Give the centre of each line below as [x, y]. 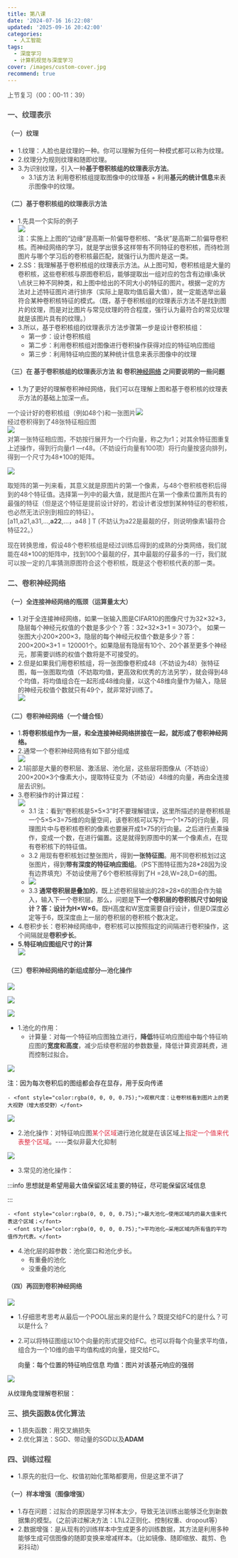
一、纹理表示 [29, 115]
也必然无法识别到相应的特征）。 [53, 512]
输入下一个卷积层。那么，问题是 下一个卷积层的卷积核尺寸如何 [131, 900]
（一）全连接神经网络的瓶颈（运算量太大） [70, 601]
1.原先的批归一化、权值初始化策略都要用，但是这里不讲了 [101, 1476]
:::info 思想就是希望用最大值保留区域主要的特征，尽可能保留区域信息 [107, 1185]
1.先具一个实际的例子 [48, 221]
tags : [15, 47]
